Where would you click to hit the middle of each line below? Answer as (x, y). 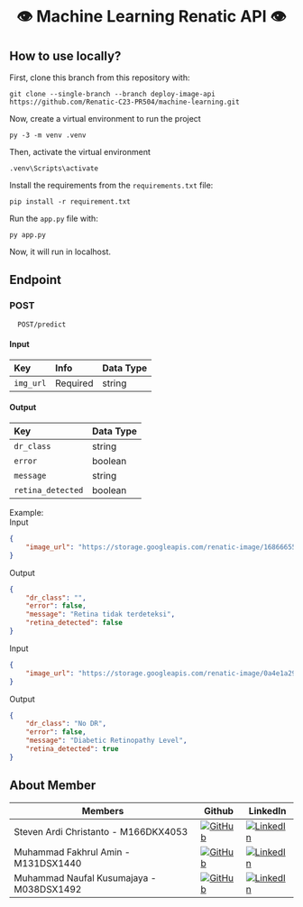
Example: (27, 513)
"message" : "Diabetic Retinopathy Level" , (106, 741)
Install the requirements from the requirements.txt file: (111, 185)
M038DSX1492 (48, 889)
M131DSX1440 (48, 863)
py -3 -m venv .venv (48, 135)
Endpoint (35, 280)
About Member (53, 786)
